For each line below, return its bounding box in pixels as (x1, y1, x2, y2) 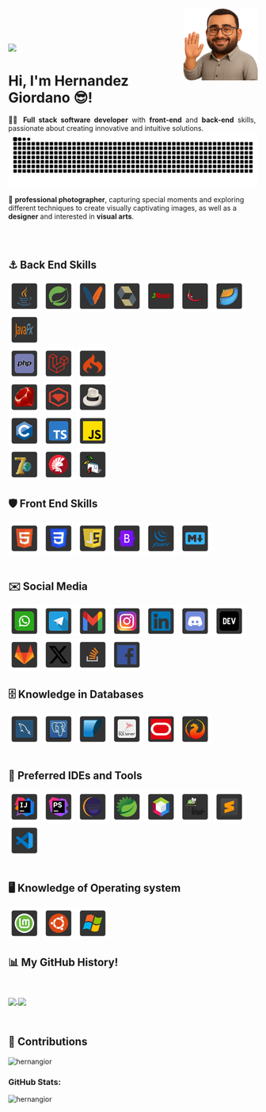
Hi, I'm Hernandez (8, 72, 129, 90)
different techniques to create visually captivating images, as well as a (8, 203, 237, 212)
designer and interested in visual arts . (8, 212, 135, 221)
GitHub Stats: (8, 1076, 62, 1087)
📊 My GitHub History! (8, 955, 119, 969)
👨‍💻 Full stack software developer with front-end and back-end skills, (8, 115, 256, 124)
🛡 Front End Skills (8, 497, 98, 510)
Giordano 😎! (8, 89, 93, 107)
